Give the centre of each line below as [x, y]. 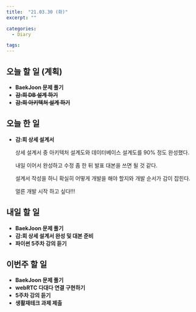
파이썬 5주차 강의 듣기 [41, 243]
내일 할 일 [23, 212]
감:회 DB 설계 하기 [37, 94]
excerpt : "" [21, 18]
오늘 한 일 [23, 123]
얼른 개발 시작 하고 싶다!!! [45, 191]
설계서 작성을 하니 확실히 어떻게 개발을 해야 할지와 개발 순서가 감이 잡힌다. [103, 178]
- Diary [22, 34]
